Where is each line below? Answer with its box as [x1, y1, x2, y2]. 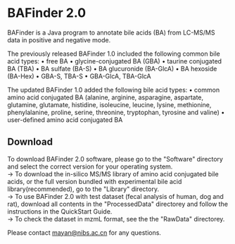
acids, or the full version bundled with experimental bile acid [7, 177, 182, 185]
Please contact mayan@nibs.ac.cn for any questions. [7, 228, 162, 237]
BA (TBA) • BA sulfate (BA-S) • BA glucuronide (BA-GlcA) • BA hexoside [7, 64, 217, 73]
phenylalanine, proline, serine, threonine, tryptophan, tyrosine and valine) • [7, 108, 225, 116]
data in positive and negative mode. [7, 35, 111, 44]
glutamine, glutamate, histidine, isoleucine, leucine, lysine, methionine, [7, 100, 212, 109]
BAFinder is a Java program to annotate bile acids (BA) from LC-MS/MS [7, 28, 215, 37]
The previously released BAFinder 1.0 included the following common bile [7, 49, 220, 58]
